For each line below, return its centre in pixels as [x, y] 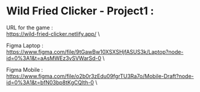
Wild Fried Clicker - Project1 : [80, 11]
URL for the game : [30, 27]
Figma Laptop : [25, 45]
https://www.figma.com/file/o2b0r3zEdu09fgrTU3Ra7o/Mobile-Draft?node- [100, 76]
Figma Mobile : [25, 69]
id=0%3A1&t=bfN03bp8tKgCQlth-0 [50, 82]
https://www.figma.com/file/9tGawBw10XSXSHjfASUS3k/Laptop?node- [95, 51]
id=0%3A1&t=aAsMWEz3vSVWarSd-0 [54, 58]
